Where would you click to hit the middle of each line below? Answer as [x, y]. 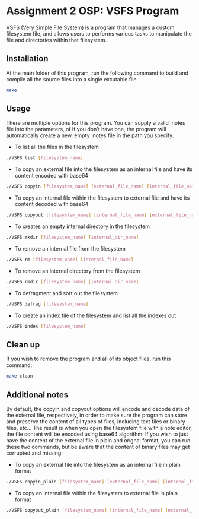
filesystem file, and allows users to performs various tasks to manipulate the [99, 33]
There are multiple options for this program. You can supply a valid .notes [96, 123]
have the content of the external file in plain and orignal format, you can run [98, 440]
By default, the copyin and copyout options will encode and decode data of [98, 409]
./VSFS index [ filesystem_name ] [46, 326]
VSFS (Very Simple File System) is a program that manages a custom [90, 27]
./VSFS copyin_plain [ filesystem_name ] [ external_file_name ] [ [86, 482]
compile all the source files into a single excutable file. [72, 79]
